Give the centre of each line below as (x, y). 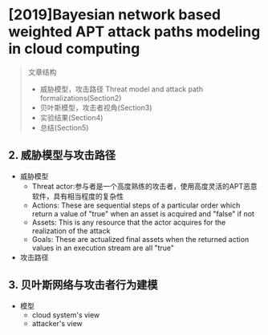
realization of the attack (71, 231)
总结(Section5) (64, 127)
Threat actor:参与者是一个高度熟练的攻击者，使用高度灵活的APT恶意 (145, 186)
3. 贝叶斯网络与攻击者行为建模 (83, 285)
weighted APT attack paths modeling (134, 32)
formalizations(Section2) (81, 98)
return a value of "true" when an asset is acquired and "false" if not (143, 213)
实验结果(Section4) (71, 117)
